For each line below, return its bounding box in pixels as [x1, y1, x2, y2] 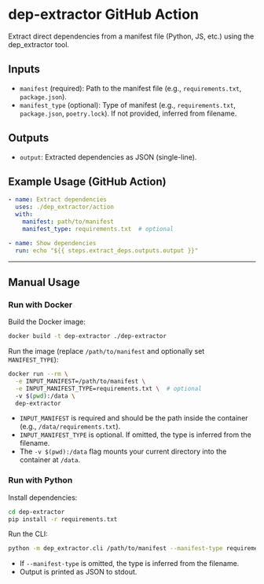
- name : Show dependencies [8, 239, 97, 247]
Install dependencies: [8, 493, 78, 502]
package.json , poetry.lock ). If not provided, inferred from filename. [19, 108, 237, 118]
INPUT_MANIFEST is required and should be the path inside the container [19, 413, 249, 423]
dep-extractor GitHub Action [8, 6, 199, 24]
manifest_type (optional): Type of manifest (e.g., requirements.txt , [19, 100, 236, 109]
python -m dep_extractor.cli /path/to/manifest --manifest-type [8, 545, 223, 553]
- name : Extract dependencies [8, 196, 108, 204]
